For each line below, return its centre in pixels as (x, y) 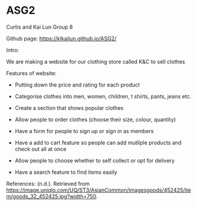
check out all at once (41, 149)
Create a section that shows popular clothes (69, 107)
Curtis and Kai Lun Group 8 (40, 27)
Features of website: (31, 73)
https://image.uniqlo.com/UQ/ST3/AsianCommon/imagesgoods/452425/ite (98, 190)
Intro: (13, 50)
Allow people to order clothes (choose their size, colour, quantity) (95, 119)
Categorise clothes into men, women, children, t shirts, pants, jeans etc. (103, 96)
